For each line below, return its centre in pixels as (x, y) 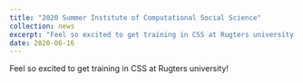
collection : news (42, 26)
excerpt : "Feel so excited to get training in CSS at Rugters (129, 34)
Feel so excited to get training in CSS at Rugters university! (119, 69)
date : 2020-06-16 (42, 43)
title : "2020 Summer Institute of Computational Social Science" (135, 18)
